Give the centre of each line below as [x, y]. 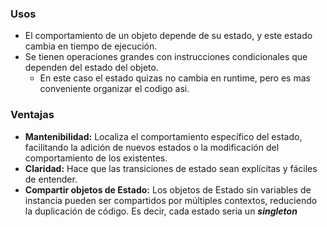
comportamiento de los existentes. [96, 158]
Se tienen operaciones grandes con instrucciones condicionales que [166, 57]
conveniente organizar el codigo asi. [114, 89]
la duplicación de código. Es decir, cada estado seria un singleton [161, 211]
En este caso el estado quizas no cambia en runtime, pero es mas [175, 78]
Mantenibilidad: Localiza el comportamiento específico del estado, [163, 136]
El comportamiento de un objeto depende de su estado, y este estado [168, 36]
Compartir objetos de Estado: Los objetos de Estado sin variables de [168, 189]
